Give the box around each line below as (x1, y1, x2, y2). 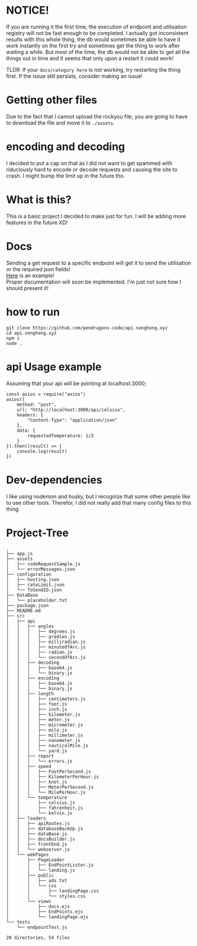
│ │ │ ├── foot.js (6, 701, 67, 708)
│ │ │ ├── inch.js (6, 706, 67, 712)
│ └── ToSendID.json (6, 587, 62, 593)
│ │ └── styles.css (6, 893, 86, 899)
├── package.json (6, 603, 49, 609)
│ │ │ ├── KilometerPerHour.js (6, 774, 99, 780)
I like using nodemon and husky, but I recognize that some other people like (6, 493, 190, 500)
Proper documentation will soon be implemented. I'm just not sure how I (6, 278, 182, 285)
